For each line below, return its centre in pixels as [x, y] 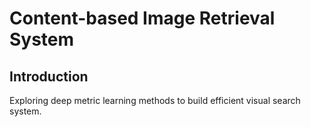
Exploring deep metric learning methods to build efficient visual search [155, 100]
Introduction [49, 76]
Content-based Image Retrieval [142, 18]
